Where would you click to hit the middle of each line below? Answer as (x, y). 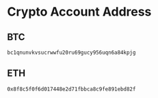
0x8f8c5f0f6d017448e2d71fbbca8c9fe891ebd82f (71, 89)
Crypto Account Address (79, 12)
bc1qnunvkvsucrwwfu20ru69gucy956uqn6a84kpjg (71, 52)
